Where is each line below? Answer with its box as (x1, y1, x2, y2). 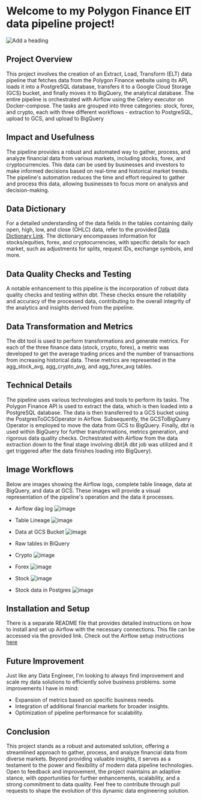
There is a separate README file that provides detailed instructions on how (6, 619, 192, 627)
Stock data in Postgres (14, 586, 71, 594)
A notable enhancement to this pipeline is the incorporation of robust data (6, 285, 189, 292)
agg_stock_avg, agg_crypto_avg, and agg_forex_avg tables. (6, 363, 153, 370)
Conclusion (6, 726, 50, 736)
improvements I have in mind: (6, 685, 79, 692)
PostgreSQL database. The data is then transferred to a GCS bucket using (6, 409, 189, 416)
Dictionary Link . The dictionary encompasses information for (6, 232, 157, 239)
